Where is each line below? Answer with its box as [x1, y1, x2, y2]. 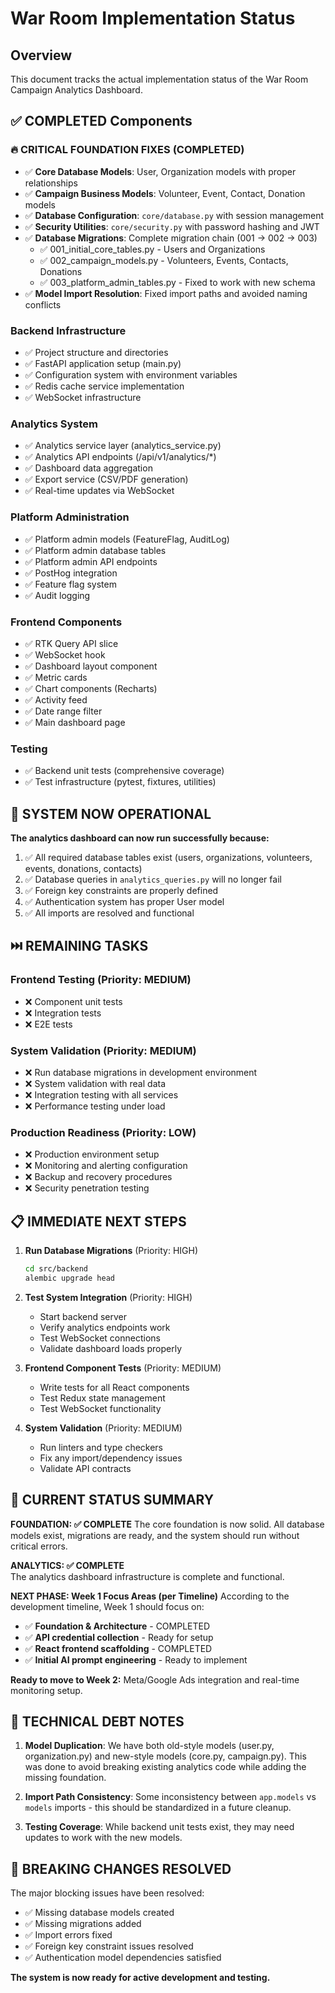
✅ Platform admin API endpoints [24, 555, 158, 567]
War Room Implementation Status [10, 7, 296, 30]
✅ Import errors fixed [24, 1929, 113, 1941]
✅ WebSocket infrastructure [24, 391, 142, 403]
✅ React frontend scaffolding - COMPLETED [24, 1642, 213, 1654]
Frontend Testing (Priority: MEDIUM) [10, 973, 192, 987]
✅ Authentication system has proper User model [24, 895, 225, 907]
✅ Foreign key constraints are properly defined [24, 884, 219, 896]
